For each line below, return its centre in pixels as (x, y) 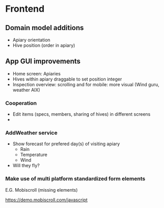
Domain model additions (45, 28)
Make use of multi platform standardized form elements (75, 179)
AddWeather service (31, 133)
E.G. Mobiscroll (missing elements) (41, 190)
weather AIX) (26, 90)
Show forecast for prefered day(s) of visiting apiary (66, 144)
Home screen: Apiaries (37, 73)
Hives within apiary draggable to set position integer (67, 79)
